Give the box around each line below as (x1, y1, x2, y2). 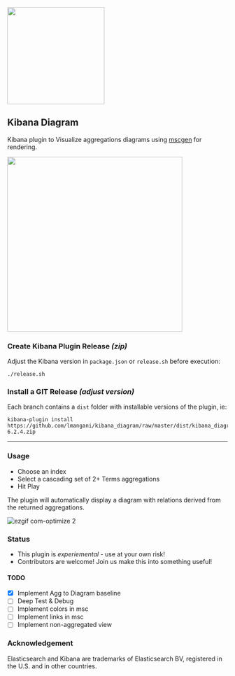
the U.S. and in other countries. (7, 661, 97, 670)
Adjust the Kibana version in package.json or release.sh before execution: (7, 357, 220, 366)
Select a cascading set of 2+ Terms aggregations (17, 474, 160, 483)
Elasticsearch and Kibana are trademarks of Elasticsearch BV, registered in (7, 654, 222, 663)
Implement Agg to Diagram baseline (17, 589, 121, 598)
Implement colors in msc (17, 605, 89, 613)
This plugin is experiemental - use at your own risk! (17, 550, 166, 558)
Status (7, 534, 30, 544)
